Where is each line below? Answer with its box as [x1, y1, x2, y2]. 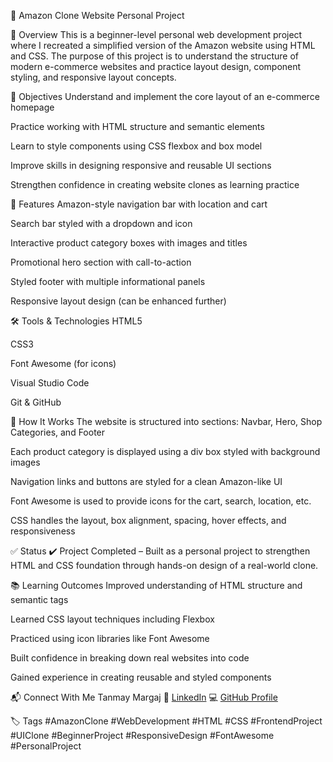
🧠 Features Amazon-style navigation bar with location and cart [10, 198, 268, 210]
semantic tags [10, 594, 69, 605]
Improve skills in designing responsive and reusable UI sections [10, 160, 272, 171]
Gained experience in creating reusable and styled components [10, 671, 272, 683]
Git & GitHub [10, 396, 62, 408]
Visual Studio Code [10, 377, 90, 389]
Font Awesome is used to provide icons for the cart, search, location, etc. [10, 495, 312, 507]
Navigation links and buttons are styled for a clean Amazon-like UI [10, 476, 283, 487]
